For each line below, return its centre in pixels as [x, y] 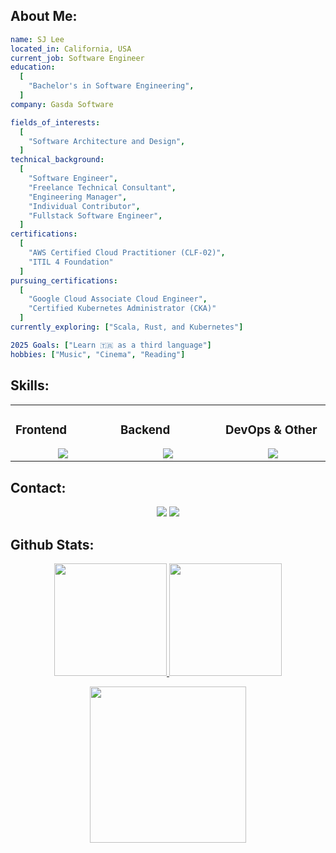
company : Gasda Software [62, 104]
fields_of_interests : [55, 122]
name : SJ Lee [37, 39]
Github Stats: [52, 544]
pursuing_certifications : [64, 280]
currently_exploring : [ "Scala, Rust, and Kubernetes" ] [127, 327]
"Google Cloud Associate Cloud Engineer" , [118, 299]
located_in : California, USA [71, 49]
